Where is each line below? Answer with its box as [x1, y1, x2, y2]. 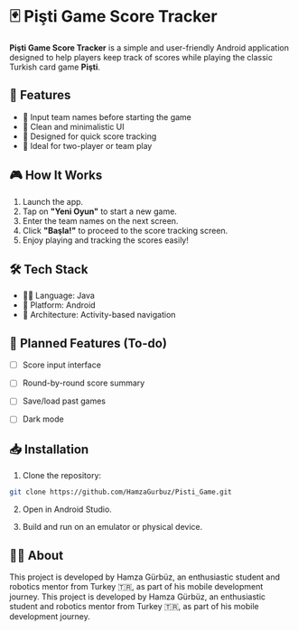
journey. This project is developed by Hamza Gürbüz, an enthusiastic [9, 591, 266, 602]
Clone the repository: [22, 470, 102, 481]
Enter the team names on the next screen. [22, 215, 179, 226]
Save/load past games [22, 395, 107, 406]
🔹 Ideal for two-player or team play [22, 140, 153, 151]
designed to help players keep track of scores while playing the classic [9, 51, 274, 62]
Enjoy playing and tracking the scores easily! [22, 235, 190, 246]
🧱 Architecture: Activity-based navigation [22, 310, 176, 320]
